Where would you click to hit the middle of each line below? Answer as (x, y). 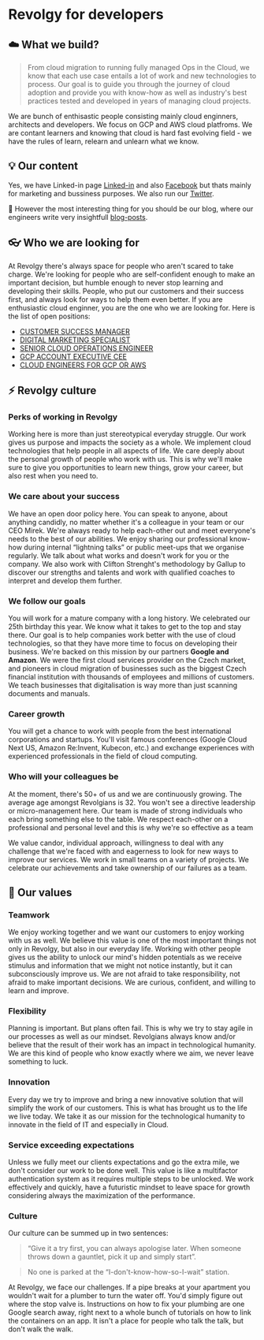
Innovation (29, 1082)
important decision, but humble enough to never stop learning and (115, 282)
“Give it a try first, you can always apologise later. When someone (134, 1249)
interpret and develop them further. (65, 580)
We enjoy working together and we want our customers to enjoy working (126, 932)
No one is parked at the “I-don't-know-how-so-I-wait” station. (128, 1272)
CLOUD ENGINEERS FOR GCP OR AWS (83, 365)
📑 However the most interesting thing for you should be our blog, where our (131, 208)
